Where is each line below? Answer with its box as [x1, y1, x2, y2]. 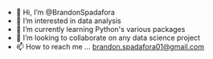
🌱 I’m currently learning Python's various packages [15, 25, 186, 33]
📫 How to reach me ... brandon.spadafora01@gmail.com [15, 42, 205, 51]
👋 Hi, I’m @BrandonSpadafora [15, 8, 115, 17]
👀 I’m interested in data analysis [15, 16, 122, 26]
